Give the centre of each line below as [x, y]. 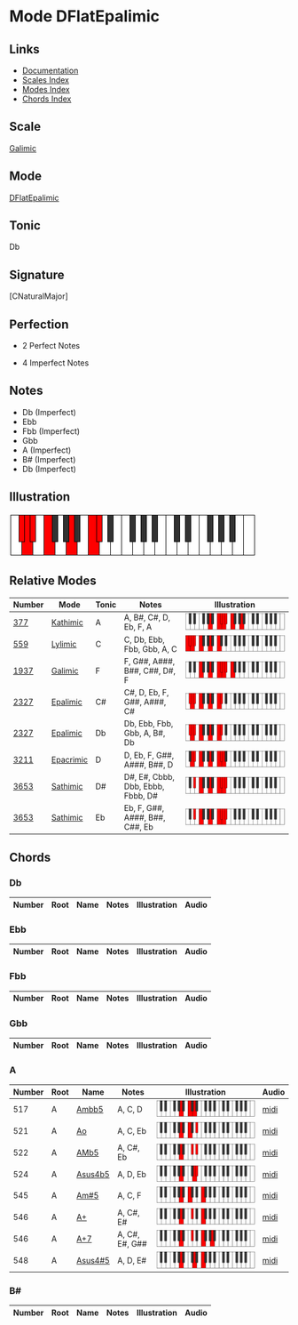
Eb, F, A [138, 627]
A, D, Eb [132, 1174]
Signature [37, 274]
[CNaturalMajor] [39, 296]
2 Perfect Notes [51, 346]
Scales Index [45, 80]
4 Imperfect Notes [55, 363]
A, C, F [129, 1196]
